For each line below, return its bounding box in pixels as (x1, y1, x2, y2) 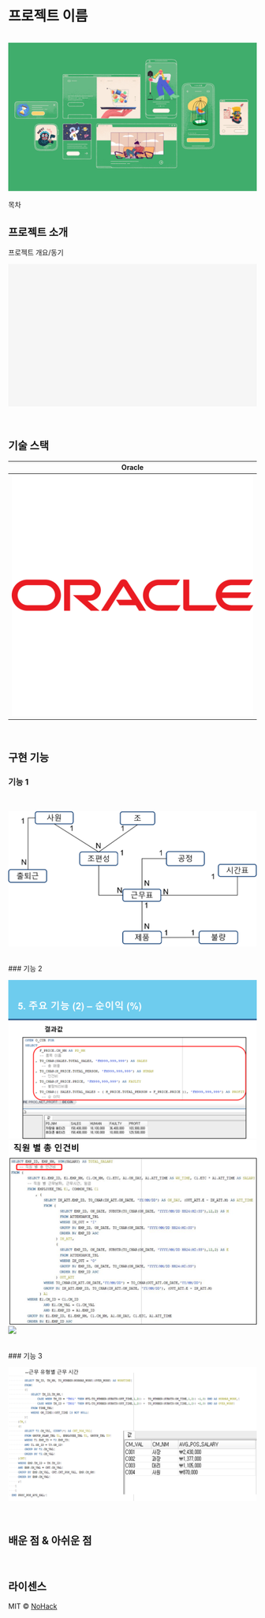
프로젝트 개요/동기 (8, 248, 65, 257)
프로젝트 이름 (8, 7, 88, 25)
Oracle (121, 463, 144, 472)
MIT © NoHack (8, 1601, 58, 1611)
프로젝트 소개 (8, 226, 69, 239)
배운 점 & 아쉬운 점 (8, 1534, 92, 1547)
